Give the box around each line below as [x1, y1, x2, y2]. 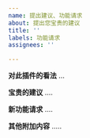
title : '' [8, 26, 41, 34]
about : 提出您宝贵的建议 [8, 19, 81, 27]
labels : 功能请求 [8, 33, 61, 42]
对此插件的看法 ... [8, 71, 66, 80]
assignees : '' [8, 41, 55, 49]
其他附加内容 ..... [8, 121, 62, 131]
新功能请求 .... [8, 105, 54, 114]
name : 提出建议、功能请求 [8, 11, 83, 20]
